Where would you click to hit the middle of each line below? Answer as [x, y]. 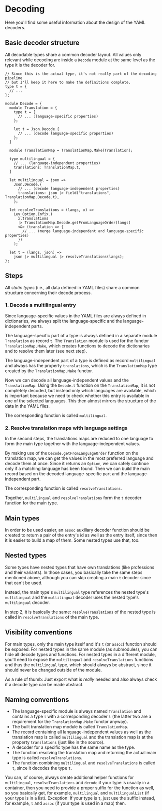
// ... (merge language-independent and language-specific [83, 231]
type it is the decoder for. [30, 65]
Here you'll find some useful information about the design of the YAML [75, 22]
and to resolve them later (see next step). [46, 351]
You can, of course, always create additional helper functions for [69, 777]
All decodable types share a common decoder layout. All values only [73, 54]
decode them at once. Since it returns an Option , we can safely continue [77, 464]
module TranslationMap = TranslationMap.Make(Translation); [71, 150]
